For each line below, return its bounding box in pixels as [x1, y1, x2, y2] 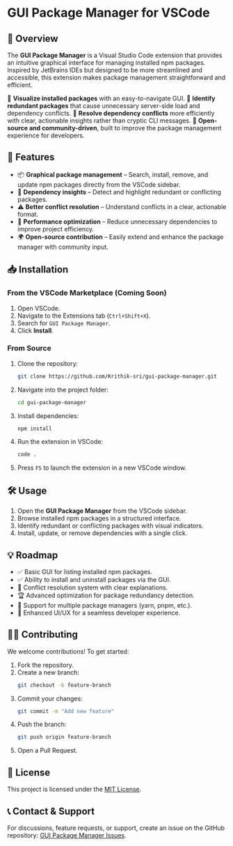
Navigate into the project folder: [17, 385, 109, 394]
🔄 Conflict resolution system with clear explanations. [17, 583, 168, 592]
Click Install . [17, 326, 54, 334]
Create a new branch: [17, 668, 80, 677]
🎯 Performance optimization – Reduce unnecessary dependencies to [17, 217, 218, 226]
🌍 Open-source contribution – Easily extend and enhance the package [17, 232, 224, 241]
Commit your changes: [17, 694, 83, 702]
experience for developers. [7, 131, 85, 139]
